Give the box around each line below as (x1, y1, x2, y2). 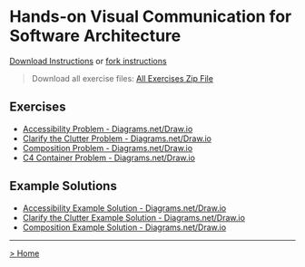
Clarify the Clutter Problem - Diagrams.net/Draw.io (22, 133, 212, 144)
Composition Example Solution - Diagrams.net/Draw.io (22, 222, 227, 233)
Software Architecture (9, 25, 182, 46)
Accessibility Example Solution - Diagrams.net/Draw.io (22, 202, 227, 214)
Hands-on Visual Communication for (9, 6, 292, 27)
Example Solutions (9, 178, 118, 194)
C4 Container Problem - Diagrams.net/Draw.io (22, 152, 195, 163)
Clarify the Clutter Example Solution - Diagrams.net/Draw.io (22, 212, 245, 223)
